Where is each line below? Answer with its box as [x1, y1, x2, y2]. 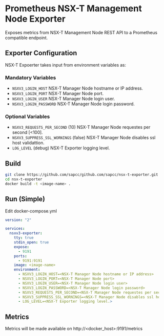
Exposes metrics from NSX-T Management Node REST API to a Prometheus [5, 29, 158, 35]
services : [5, 226, 25, 231]
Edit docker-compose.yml [5, 208, 57, 214]
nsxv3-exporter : [9, 231, 42, 236]
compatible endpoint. [5, 35, 48, 41]
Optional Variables [5, 113, 50, 120]
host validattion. [12, 140, 45, 146]
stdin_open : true [14, 240, 49, 245]
